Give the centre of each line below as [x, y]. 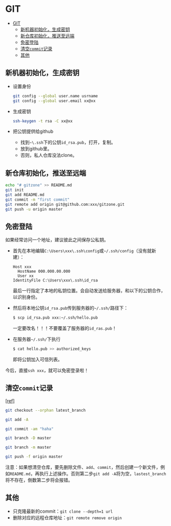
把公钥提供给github [33, 131]
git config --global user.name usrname [55, 96]
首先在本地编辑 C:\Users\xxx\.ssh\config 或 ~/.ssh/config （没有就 [82, 251]
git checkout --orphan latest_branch [46, 410]
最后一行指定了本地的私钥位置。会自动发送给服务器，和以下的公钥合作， [89, 291]
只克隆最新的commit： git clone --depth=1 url [63, 511]
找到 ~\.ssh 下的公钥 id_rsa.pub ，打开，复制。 [68, 143]
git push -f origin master [34, 457]
